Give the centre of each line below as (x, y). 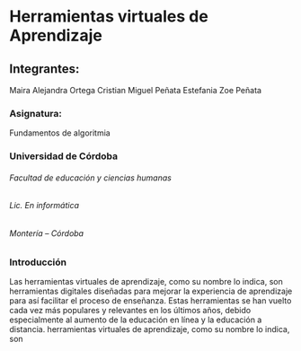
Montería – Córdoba (46, 233)
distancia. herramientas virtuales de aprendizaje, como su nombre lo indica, (150, 329)
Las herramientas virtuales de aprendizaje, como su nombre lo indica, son (146, 282)
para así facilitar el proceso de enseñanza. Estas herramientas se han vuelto (150, 301)
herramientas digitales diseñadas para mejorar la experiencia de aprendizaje (151, 291)
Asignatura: (36, 113)
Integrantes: (44, 69)
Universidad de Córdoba (64, 156)
